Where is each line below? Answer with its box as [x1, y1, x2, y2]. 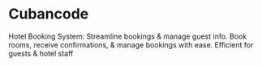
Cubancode [8, 5, 89, 23]
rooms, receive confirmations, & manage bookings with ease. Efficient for [8, 39, 254, 49]
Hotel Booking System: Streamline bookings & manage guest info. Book [8, 31, 247, 41]
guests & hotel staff [8, 48, 74, 58]
